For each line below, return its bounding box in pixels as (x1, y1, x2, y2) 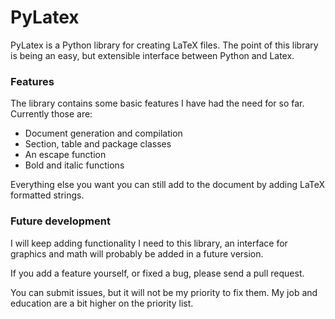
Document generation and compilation (24, 127, 183, 140)
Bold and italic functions (24, 159, 125, 171)
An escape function (24, 149, 107, 161)
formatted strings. (10, 189, 85, 201)
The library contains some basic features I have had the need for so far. (10, 97, 305, 110)
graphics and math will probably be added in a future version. (10, 247, 264, 260)
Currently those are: (10, 108, 93, 120)
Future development (10, 214, 111, 228)
